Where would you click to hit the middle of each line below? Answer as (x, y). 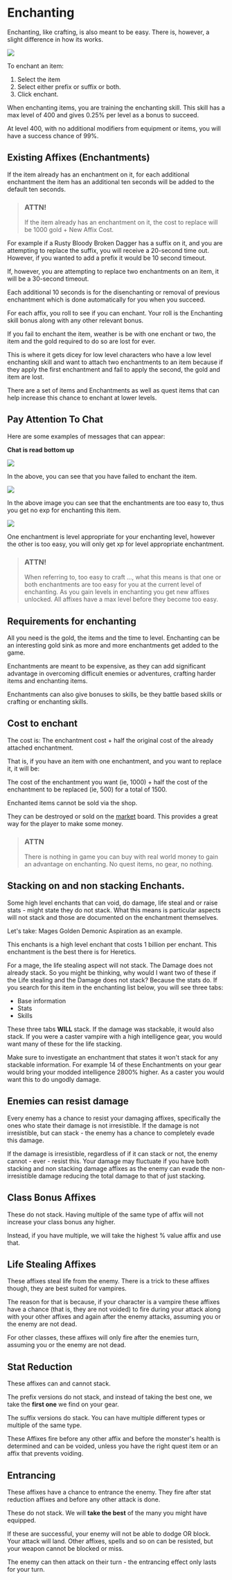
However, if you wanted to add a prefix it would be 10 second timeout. (107, 258)
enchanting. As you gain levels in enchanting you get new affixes (117, 592)
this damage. (26, 1140)
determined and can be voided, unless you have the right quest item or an (113, 1446)
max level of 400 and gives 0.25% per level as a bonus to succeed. (103, 115)
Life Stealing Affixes (52, 1264)
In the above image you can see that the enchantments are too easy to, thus (116, 502)
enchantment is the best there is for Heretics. (72, 952)
